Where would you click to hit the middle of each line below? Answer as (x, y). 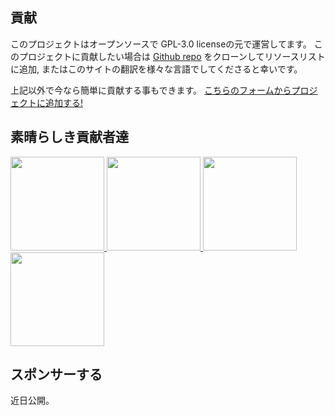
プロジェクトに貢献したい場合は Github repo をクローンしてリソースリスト (172, 56)
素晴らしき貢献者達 (69, 137)
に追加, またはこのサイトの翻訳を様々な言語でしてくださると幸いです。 (156, 69)
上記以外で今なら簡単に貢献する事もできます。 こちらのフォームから (151, 90)
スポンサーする (56, 374)
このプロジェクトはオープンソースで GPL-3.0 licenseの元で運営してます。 (161, 44)
